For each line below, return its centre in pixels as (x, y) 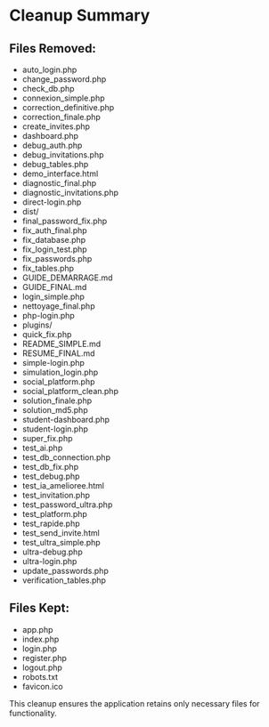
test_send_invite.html (61, 533)
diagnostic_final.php (59, 183)
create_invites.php (56, 126)
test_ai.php (42, 448)
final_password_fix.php (65, 221)
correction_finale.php (61, 117)
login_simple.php (53, 296)
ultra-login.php (49, 561)
